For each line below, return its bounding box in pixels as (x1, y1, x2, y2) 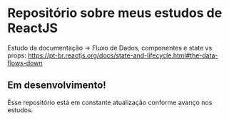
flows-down (7, 58, 43, 67)
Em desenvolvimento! (7, 80, 107, 92)
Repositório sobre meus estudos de (7, 5, 223, 21)
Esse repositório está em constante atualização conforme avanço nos (7, 98, 213, 107)
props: (7, 51, 26, 60)
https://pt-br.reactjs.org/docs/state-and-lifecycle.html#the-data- (27, 51, 218, 60)
